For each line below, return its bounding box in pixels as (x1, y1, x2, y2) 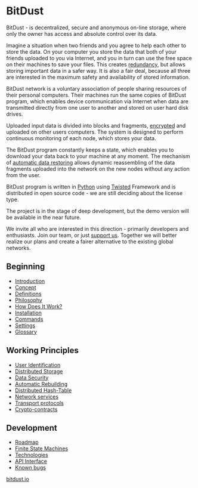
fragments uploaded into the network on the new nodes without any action (6, 165, 190, 172)
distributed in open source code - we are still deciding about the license (6, 189, 183, 196)
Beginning (6, 261, 45, 272)
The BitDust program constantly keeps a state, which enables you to (6, 146, 174, 153)
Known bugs (14, 464, 47, 471)
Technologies (14, 452, 49, 459)
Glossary (14, 328, 38, 335)
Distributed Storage (14, 367, 63, 375)
